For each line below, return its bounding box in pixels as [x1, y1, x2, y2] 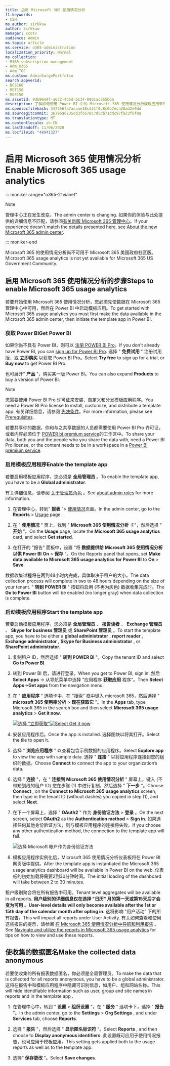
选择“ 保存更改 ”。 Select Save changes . [12, 1054, 96, 1060]
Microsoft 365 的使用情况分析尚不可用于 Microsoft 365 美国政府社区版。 [5, 249, 156, 255]
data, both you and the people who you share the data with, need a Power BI [5, 437, 165, 443]
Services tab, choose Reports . [12, 1015, 77, 1021]
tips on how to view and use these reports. [5, 932, 95, 939]
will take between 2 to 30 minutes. [12, 879, 84, 885]
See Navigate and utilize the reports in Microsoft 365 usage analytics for [5, 927, 156, 933]
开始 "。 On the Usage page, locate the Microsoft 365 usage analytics [12, 528, 160, 534]
